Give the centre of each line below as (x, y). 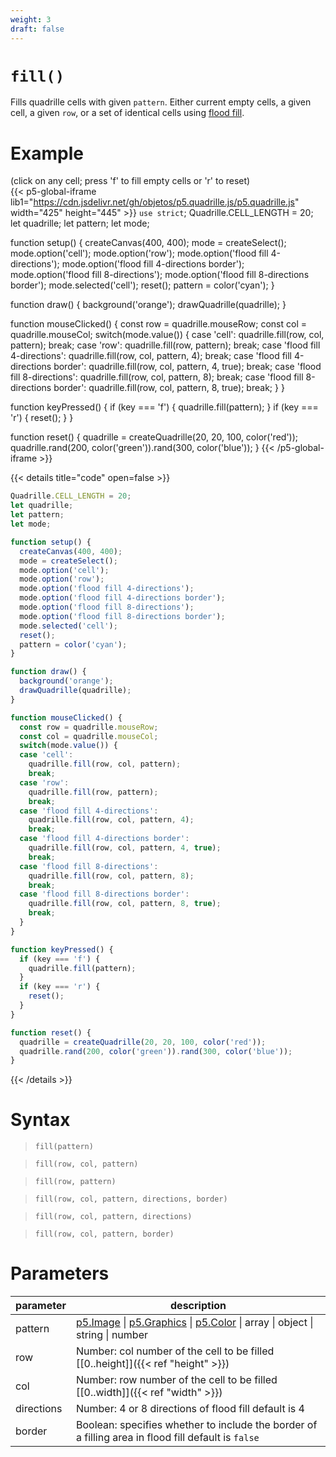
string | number (112, 1335)
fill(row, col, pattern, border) (104, 1234)
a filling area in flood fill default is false (168, 1438)
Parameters (60, 1273)
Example (47, 153)
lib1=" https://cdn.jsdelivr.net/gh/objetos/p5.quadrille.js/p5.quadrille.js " (155, 202)
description (198, 1306)
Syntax (40, 1120)
